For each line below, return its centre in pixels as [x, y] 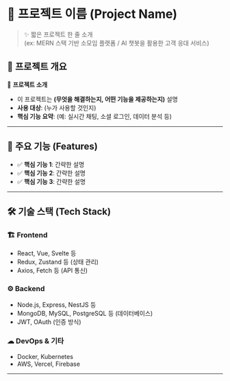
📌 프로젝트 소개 [27, 84]
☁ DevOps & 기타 [36, 341]
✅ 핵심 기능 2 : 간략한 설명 [51, 173]
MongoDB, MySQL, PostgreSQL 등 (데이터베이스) [85, 313]
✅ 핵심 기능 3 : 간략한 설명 [51, 181]
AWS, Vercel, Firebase [49, 364]
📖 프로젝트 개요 [37, 67]
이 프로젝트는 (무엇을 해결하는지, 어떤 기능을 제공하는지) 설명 [97, 99]
